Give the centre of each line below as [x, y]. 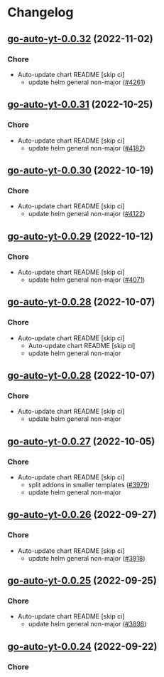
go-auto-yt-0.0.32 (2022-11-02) [81, 39]
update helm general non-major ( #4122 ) [87, 214]
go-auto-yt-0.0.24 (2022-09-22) [82, 646]
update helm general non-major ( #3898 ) [87, 624]
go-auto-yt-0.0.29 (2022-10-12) [81, 236]
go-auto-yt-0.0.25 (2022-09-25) [82, 581]
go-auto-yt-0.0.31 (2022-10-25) [80, 105]
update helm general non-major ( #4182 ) [87, 148]
